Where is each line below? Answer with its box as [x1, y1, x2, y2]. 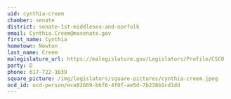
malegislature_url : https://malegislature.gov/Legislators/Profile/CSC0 [7, 56, 225, 63]
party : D [7, 62, 33, 69]
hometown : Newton [7, 43, 58, 49]
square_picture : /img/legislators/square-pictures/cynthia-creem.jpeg [7, 75, 218, 82]
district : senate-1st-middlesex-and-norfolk [7, 23, 140, 30]
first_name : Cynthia [7, 36, 68, 43]
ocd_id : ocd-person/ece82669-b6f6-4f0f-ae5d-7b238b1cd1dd [7, 82, 180, 89]
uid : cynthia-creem [7, 10, 65, 17]
